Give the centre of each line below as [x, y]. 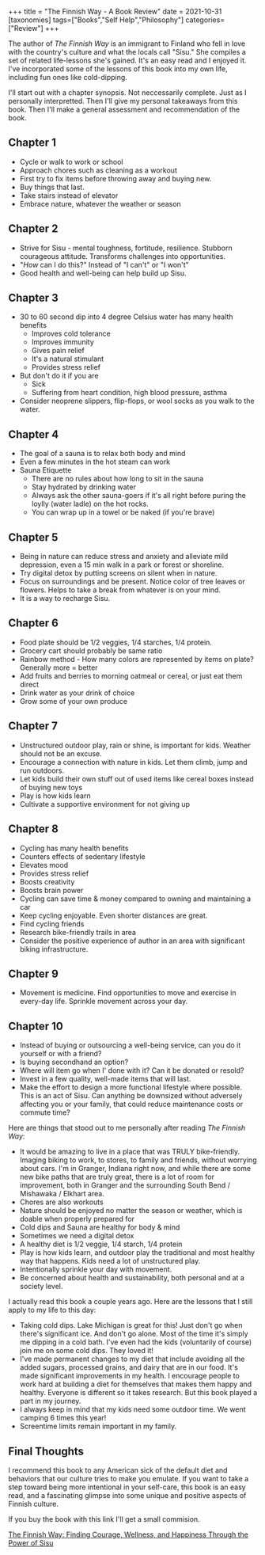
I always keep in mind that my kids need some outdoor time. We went [133, 1409]
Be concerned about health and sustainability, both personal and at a [132, 1278]
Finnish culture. [34, 1504]
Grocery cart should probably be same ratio [91, 650]
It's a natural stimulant [68, 359]
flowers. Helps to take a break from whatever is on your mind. [120, 590]
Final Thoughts [46, 1451]
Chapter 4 [34, 434]
